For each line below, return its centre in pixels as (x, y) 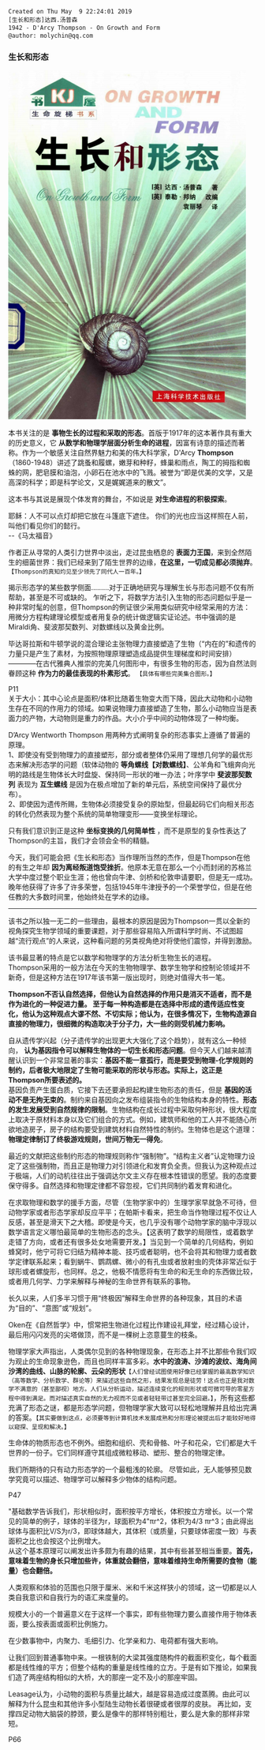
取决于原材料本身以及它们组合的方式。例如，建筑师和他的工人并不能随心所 (136, 1120)
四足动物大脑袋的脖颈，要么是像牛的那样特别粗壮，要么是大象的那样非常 (132, 1714)
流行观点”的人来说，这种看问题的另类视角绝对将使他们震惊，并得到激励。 (137, 941)
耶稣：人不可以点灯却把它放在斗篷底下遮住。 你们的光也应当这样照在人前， (130, 516)
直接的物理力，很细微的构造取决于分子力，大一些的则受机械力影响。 (119, 1024)
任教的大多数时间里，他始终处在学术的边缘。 (81, 897)
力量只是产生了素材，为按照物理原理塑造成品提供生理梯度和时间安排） (122, 654)
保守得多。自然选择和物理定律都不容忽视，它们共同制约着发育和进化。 (122, 1186)
